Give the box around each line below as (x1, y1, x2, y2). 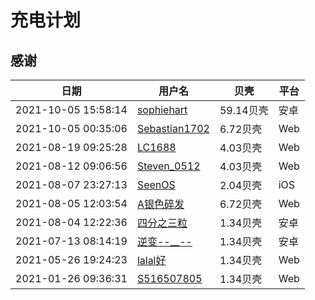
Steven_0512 (136, 159, 201, 173)
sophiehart (136, 103, 188, 116)
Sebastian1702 (136, 122, 210, 135)
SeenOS (136, 178, 176, 191)
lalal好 (136, 254, 167, 267)
